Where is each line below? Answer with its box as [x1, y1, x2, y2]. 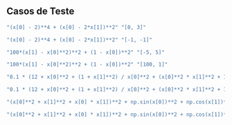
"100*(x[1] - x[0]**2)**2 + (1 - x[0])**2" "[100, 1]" [6, 61, 168, 68]
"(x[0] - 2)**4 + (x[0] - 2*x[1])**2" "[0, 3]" [6, 23, 147, 30]
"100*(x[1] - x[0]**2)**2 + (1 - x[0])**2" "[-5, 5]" [6, 48, 166, 56]
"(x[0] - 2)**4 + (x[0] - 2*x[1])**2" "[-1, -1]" [6, 36, 153, 44]
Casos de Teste [6, 6, 75, 17]
